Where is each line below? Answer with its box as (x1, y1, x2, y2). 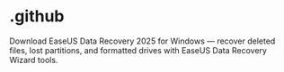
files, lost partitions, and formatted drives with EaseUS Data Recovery (9, 44, 268, 55)
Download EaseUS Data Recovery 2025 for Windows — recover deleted (9, 36, 276, 46)
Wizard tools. (9, 54, 58, 65)
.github (9, 6, 65, 27)
